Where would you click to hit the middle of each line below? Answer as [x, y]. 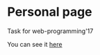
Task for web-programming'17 [50, 31]
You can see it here [35, 44]
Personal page [50, 12]
